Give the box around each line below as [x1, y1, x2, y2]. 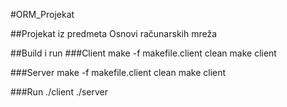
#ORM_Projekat [10, 9, 75, 20]
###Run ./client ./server [10, 86, 109, 98]
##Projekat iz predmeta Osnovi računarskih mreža [10, 28, 218, 39]
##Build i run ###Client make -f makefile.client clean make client [10, 47, 277, 59]
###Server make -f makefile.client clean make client [10, 67, 227, 78]
